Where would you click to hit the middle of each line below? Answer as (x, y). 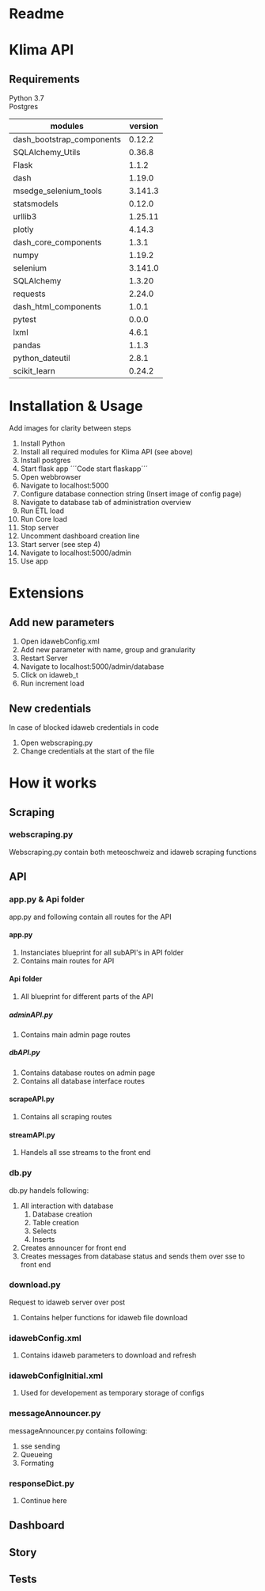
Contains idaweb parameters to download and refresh (108, 1355)
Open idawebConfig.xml (60, 641)
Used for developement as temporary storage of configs (112, 1393)
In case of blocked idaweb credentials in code (84, 727)
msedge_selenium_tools (57, 191)
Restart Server (44, 659)
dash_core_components (57, 242)
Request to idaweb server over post (67, 1302)
